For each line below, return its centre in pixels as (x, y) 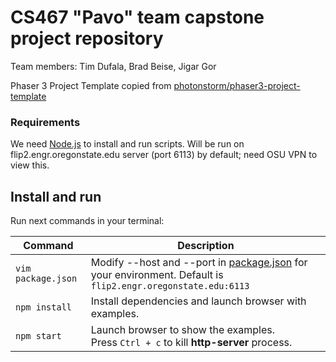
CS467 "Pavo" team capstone (137, 17)
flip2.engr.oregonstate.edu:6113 (170, 286)
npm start (38, 336)
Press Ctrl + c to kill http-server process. (191, 343)
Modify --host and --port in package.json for (199, 263)
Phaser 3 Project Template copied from (91, 85)
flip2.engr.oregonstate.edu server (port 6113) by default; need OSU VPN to (164, 155)
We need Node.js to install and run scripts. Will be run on (127, 144)
